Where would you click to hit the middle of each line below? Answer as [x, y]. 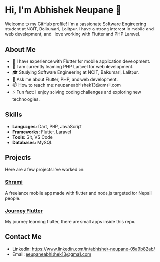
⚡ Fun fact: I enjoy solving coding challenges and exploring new [77, 92]
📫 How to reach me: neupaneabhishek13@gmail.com [67, 85]
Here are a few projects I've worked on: [45, 170]
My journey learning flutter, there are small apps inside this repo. [70, 221]
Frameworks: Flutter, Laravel [41, 132]
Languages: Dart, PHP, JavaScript [47, 126]
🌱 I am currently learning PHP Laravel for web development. [73, 66]
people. [13, 198]
